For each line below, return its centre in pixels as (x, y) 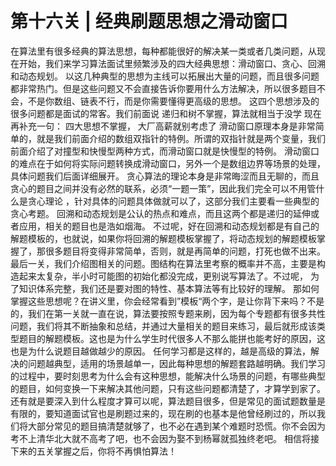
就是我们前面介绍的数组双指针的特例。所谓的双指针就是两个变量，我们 (181, 138)
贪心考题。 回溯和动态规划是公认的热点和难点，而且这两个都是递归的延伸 (160, 213)
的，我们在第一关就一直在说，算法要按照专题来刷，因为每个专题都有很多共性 (168, 313)
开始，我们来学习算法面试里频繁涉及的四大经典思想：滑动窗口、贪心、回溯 (172, 63)
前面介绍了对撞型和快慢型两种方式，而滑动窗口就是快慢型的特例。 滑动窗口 (165, 151)
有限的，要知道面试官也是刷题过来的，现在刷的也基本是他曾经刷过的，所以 (163, 413)
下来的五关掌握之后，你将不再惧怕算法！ (93, 451)
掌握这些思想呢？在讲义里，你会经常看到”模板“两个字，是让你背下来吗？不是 (167, 301)
